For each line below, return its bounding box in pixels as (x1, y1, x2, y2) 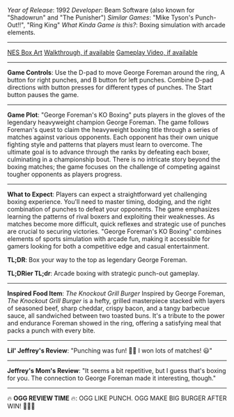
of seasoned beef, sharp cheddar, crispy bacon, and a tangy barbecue (7, 304, 210, 312)
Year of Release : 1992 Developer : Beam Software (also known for (7, 6, 195, 14)
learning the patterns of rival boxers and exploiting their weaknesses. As (7, 212, 215, 221)
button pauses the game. (7, 91, 79, 98)
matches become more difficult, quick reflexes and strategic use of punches (7, 220, 226, 228)
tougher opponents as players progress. (7, 170, 123, 178)
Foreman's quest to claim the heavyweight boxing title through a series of (7, 126, 218, 133)
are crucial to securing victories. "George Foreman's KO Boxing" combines (7, 227, 221, 235)
